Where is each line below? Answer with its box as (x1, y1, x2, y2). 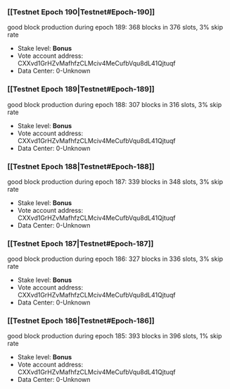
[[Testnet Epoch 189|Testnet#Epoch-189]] (7, 85, 155, 94)
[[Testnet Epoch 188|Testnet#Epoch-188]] (7, 161, 155, 171)
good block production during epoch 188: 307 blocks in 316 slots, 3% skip (7, 100, 222, 109)
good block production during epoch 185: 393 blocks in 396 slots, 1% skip (7, 332, 222, 340)
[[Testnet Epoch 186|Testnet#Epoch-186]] (7, 316, 155, 326)
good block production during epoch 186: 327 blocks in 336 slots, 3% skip (7, 254, 224, 264)
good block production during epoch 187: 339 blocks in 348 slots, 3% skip (7, 177, 224, 186)
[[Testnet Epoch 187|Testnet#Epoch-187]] (7, 238, 154, 248)
